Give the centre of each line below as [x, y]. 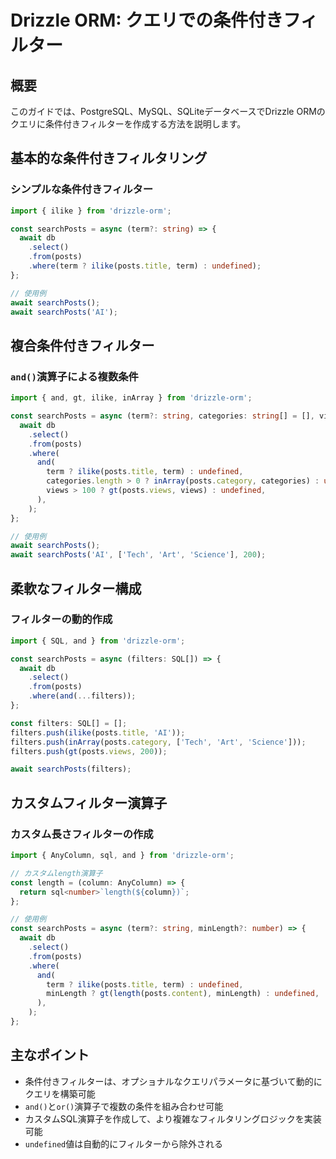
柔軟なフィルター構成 [76, 588]
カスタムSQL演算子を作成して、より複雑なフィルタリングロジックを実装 [173, 1118]
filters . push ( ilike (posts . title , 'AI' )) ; [98, 732]
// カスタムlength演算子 [56, 873]
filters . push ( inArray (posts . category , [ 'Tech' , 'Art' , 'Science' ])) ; [158, 742]
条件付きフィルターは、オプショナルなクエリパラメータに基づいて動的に [173, 1081]
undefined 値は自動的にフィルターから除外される [123, 1143]
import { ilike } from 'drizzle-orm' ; [91, 211]
